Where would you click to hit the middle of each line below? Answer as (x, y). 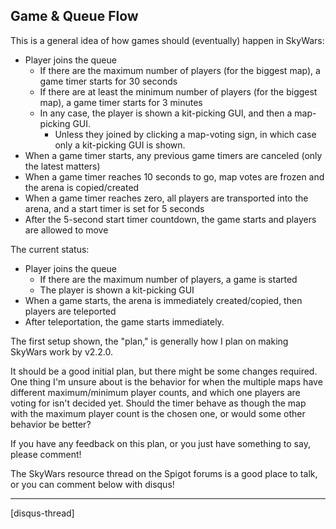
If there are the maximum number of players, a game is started (168, 279)
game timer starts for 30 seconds (108, 81)
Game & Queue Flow (74, 16)
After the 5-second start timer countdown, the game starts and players (170, 219)
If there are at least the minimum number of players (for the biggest (178, 91)
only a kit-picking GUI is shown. (120, 145)
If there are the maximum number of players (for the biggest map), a (180, 70)
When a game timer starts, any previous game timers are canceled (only (173, 155)
